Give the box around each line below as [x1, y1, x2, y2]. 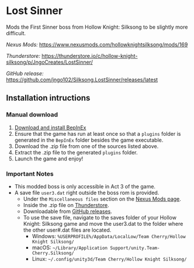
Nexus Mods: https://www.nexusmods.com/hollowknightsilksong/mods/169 [6, 41, 188, 48]
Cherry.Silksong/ [32, 250, 74, 256]
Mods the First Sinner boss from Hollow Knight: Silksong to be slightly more [6, 23, 188, 30]
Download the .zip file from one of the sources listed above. [14, 142, 159, 150]
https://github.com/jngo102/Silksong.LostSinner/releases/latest [6, 76, 158, 83]
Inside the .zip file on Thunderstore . [23, 201, 109, 208]
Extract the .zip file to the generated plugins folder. [14, 149, 138, 156]
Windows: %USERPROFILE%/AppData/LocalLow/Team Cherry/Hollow [32, 232, 186, 239]
